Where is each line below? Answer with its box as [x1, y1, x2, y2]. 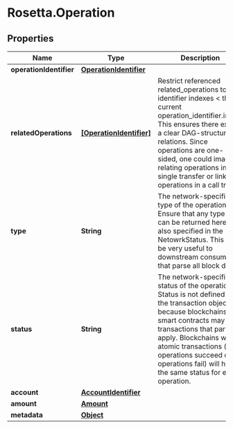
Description [180, 53, 221, 62]
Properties [7, 33, 54, 44]
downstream [157, 252, 199, 262]
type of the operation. [157, 200, 229, 210]
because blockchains [157, 307, 227, 317]
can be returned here [157, 217, 227, 227]
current [157, 102, 182, 112]
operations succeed [157, 351, 223, 360]
